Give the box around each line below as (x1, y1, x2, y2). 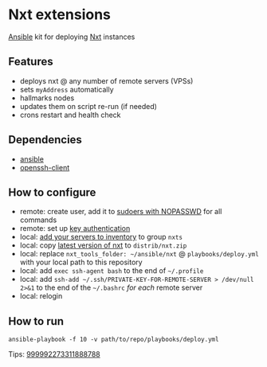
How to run (8, 314, 65, 328)
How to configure (8, 185, 96, 199)
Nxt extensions (8, 6, 112, 24)
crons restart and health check (19, 110, 121, 119)
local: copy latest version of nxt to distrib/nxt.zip (19, 240, 187, 250)
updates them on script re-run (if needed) (19, 101, 158, 111)
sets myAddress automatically (19, 84, 114, 94)
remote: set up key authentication (19, 224, 131, 233)
